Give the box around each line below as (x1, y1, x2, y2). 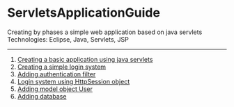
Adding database (17, 92, 67, 100)
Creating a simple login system (17, 63, 107, 71)
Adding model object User (17, 85, 93, 93)
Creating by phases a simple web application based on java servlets (7, 28, 203, 36)
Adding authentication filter (17, 69, 96, 78)
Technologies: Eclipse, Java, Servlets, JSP (7, 35, 129, 43)
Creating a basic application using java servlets (17, 55, 153, 63)
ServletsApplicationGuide (7, 5, 160, 21)
